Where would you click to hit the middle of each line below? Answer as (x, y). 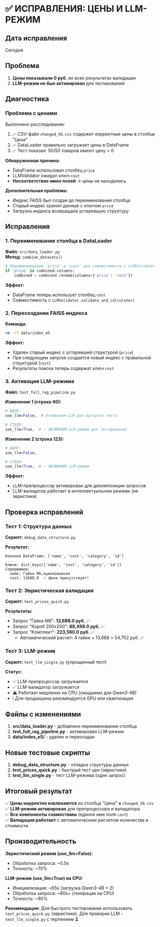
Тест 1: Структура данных (39, 526)
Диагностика (27, 99)
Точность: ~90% (30, 898)
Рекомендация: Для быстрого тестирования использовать (69, 908)
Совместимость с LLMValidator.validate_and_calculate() (73, 300)
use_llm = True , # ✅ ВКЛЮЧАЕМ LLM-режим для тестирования (66, 429)
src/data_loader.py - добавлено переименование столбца (74, 726)
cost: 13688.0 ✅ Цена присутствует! (49, 578)
